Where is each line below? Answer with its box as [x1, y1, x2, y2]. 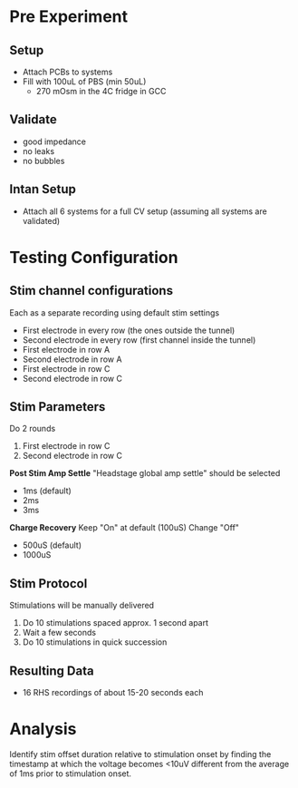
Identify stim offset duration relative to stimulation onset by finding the [9, 749, 272, 759]
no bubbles [22, 155, 65, 166]
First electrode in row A [22, 344, 111, 355]
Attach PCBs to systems [22, 66, 113, 77]
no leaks [22, 145, 55, 156]
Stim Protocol [9, 576, 88, 591]
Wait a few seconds [22, 627, 97, 638]
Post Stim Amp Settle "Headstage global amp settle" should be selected [9, 468, 281, 479]
